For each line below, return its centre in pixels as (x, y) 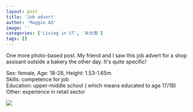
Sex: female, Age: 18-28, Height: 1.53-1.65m (59, 73)
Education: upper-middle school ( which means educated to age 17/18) (91, 85)
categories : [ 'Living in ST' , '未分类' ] (55, 33)
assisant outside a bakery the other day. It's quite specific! (76, 62)
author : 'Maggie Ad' (31, 22)
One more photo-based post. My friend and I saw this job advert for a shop (96, 55)
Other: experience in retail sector (46, 92)
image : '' (18, 28)
